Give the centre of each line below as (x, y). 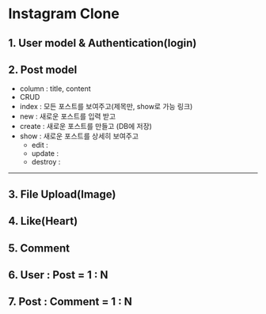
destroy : (46, 162)
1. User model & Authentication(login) (103, 43)
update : (45, 153)
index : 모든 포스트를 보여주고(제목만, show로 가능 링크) (106, 107)
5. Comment (39, 248)
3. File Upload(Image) (62, 194)
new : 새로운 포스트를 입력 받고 (68, 116)
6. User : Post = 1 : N (58, 275)
